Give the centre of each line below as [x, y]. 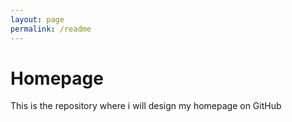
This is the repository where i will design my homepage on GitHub [146, 106]
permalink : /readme [51, 29]
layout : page [37, 19]
